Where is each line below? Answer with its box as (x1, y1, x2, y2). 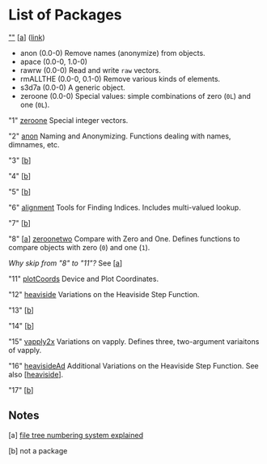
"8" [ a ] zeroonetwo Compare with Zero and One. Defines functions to (8, 233, 240, 244)
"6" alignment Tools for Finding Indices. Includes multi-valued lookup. (8, 202, 241, 212)
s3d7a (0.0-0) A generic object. (19, 83, 125, 92)
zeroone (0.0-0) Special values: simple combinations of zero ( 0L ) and (19, 91, 251, 100)
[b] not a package (8, 445, 68, 455)
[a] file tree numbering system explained (8, 430, 144, 440)
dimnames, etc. (8, 139, 60, 149)
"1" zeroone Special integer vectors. (8, 115, 129, 125)
